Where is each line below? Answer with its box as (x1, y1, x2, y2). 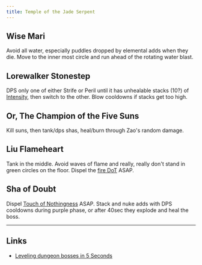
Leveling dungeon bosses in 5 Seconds (14, 252, 113, 259)
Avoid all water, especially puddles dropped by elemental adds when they (6, 47, 188, 54)
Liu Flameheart (6, 144, 64, 154)
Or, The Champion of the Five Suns (6, 111, 139, 121)
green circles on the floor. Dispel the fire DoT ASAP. (6, 166, 134, 173)
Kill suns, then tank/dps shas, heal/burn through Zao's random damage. (6, 127, 185, 134)
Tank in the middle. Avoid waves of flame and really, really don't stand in (6, 160, 185, 167)
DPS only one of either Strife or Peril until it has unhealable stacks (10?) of (6, 87, 189, 94)
